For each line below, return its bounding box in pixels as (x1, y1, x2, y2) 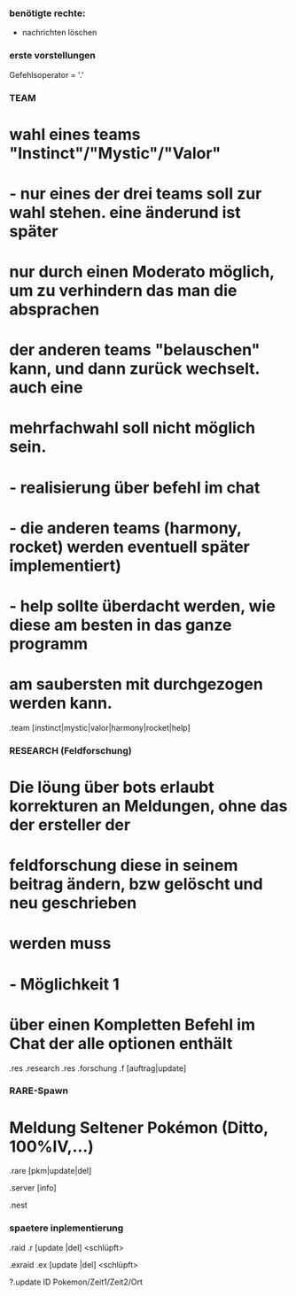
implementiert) (9, 555, 122, 576)
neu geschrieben (9, 893, 137, 913)
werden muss (9, 934, 112, 954)
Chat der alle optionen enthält (9, 1033, 233, 1053)
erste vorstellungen (9, 50, 96, 62)
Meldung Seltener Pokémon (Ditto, (9, 1117, 269, 1137)
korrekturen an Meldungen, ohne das (9, 796, 288, 817)
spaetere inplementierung (9, 1222, 124, 1234)
